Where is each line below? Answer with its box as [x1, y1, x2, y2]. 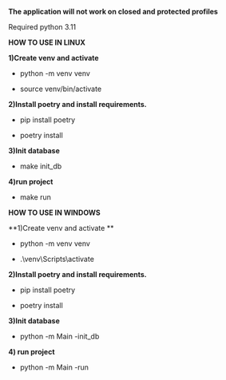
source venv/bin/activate [19, 84, 102, 93]
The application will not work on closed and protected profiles [8, 7, 218, 16]
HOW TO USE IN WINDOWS [8, 208, 101, 217]
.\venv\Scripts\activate [19, 255, 94, 263]
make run [19, 192, 52, 202]
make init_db [19, 161, 62, 171]
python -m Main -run [19, 362, 89, 372]
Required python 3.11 [8, 22, 77, 31]
